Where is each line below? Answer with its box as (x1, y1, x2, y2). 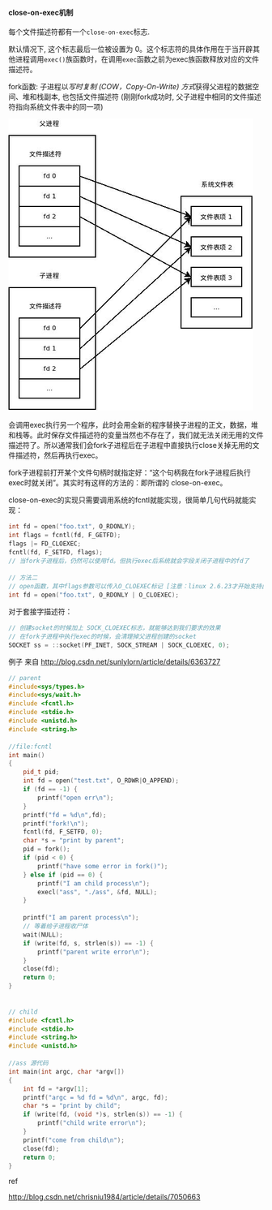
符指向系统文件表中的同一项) (8, 102, 104, 112)
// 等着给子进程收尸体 (23, 922, 89, 931)
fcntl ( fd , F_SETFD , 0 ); (23, 828, 104, 836)
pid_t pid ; (23, 768, 60, 777)
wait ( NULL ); (23, 930, 63, 939)
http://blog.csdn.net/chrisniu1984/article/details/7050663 (8, 1192, 201, 1202)
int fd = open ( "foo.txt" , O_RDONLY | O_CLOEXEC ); (8, 591, 180, 600)
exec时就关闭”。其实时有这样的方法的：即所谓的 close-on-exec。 (8, 478, 227, 488)
